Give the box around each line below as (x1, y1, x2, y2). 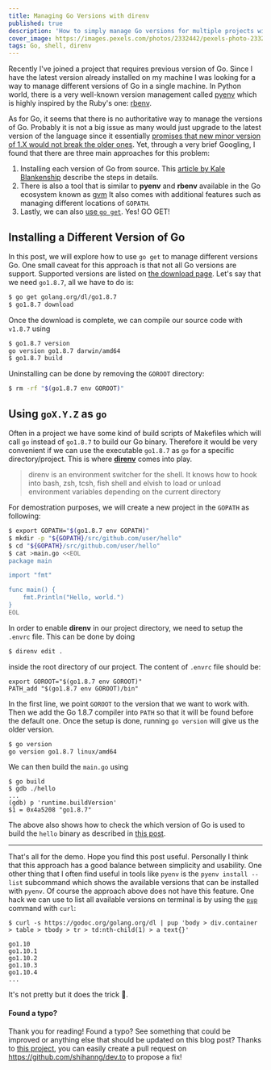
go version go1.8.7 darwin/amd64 (8, 346, 121, 355)
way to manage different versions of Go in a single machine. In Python (8, 82, 242, 91)
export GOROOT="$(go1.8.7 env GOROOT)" (8, 678, 143, 686)
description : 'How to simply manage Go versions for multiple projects (8, 27, 254, 35)
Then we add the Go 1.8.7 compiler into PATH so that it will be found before (8, 707, 254, 717)
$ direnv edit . (8, 647, 63, 655)
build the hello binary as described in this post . (8, 829, 166, 838)
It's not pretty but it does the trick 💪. (8, 990, 129, 1000)
